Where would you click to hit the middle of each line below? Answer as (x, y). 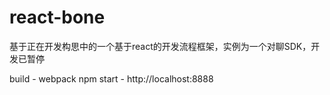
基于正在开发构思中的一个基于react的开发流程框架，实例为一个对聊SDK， (160, 46)
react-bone (57, 17)
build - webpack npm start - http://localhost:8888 (111, 78)
